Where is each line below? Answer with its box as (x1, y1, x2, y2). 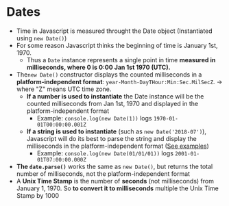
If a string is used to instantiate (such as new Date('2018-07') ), (26, 127, 207, 136)
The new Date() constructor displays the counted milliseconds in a (16, 70, 202, 79)
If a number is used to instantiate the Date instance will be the (26, 92, 204, 100)
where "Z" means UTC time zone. (16, 85, 112, 93)
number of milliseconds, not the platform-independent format (16, 169, 190, 178)
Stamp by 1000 (16, 191, 60, 199)
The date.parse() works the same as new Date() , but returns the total (16, 162, 213, 170)
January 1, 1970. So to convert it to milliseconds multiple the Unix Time (16, 184, 219, 192)
